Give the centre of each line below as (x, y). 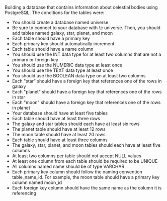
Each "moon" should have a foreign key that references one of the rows (86, 102)
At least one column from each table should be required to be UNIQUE (85, 161)
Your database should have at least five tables (60, 113)
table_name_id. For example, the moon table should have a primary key (86, 177)
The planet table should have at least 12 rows (59, 129)
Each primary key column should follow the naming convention (77, 172)
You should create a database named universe (60, 22)
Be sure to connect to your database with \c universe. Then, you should (86, 28)
